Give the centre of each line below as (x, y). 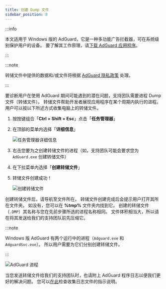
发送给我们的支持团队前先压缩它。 (53, 218)
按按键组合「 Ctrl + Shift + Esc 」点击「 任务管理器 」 (65, 118)
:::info (11, 28)
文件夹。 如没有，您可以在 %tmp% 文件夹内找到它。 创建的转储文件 (79, 205)
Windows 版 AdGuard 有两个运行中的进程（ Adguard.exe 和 (65, 238)
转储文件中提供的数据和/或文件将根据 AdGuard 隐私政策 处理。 (69, 75)
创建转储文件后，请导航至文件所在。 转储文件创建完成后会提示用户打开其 (80, 199)
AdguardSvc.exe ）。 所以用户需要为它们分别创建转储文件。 (64, 244)
